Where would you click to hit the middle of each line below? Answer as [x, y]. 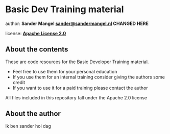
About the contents [37, 49]
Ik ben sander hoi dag [28, 126]
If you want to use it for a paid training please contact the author [80, 88]
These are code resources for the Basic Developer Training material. [77, 62]
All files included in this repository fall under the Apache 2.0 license [76, 97]
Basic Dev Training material [65, 9]
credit [19, 82]
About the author [33, 114]
